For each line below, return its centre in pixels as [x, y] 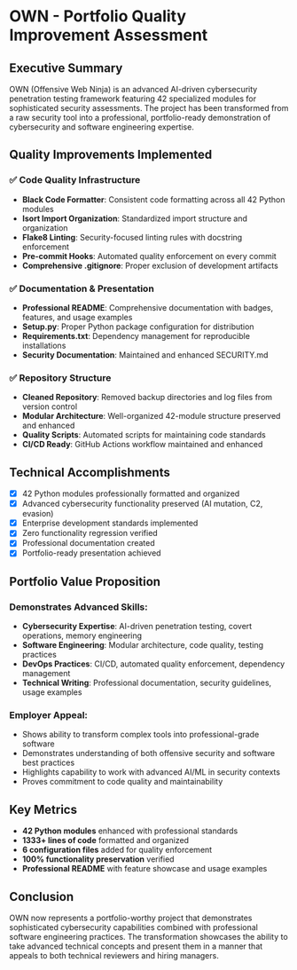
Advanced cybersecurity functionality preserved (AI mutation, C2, [142, 504]
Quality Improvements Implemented [111, 155]
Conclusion [42, 897]
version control [50, 406]
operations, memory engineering [82, 635]
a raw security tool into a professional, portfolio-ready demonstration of [140, 118]
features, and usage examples [77, 317]
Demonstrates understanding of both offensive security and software [148, 753]
